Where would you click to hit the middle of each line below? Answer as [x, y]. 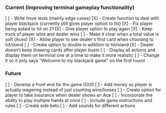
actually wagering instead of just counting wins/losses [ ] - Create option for [83, 90]
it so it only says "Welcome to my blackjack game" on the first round [75, 61]
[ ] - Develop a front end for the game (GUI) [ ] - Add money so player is [79, 84]
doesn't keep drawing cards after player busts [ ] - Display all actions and [80, 50]
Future [13, 74]
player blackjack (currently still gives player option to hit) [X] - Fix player [79, 23]
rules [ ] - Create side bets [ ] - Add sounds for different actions [70, 106]
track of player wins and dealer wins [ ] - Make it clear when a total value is [82, 34]
